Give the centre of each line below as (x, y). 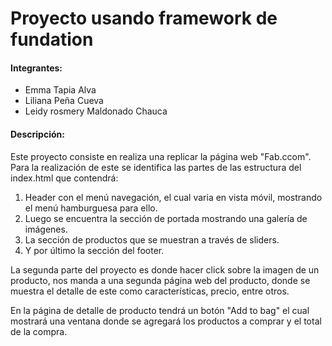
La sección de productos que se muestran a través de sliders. (152, 239)
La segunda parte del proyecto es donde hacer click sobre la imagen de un (165, 269)
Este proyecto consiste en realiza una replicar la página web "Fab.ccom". (161, 156)
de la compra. (39, 331)
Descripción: (37, 134)
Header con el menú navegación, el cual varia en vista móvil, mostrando (173, 197)
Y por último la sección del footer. (94, 250)
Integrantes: (36, 68)
